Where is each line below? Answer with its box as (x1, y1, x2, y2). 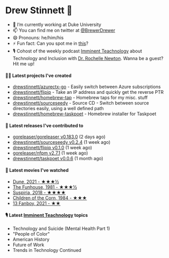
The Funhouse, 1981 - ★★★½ (12, 184, 77, 190)
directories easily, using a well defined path (12, 106, 104, 112)
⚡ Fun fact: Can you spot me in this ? (12, 40, 89, 46)
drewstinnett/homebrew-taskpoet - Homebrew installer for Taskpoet (12, 111, 157, 117)
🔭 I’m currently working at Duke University (12, 21, 102, 28)
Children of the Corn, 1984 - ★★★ (12, 195, 88, 201)
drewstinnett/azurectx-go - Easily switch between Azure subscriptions (12, 84, 161, 90)
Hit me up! (12, 61, 35, 67)
